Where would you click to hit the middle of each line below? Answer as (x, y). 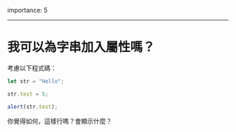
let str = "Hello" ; (36, 81)
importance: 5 (27, 10)
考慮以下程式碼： (32, 68)
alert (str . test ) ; (33, 107)
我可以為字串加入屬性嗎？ (81, 47)
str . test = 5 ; (28, 94)
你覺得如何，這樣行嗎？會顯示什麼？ (60, 121)
